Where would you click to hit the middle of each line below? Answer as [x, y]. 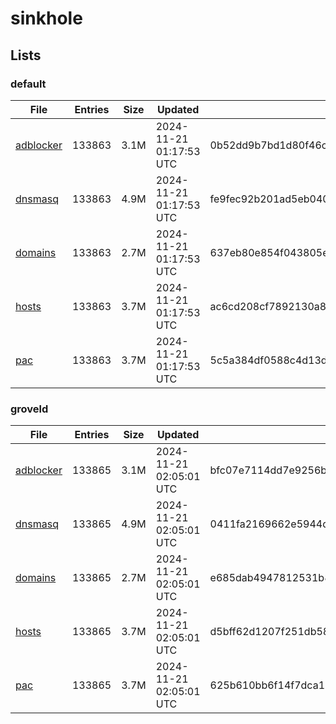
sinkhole [46, 18]
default [28, 84]
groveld [29, 409]
